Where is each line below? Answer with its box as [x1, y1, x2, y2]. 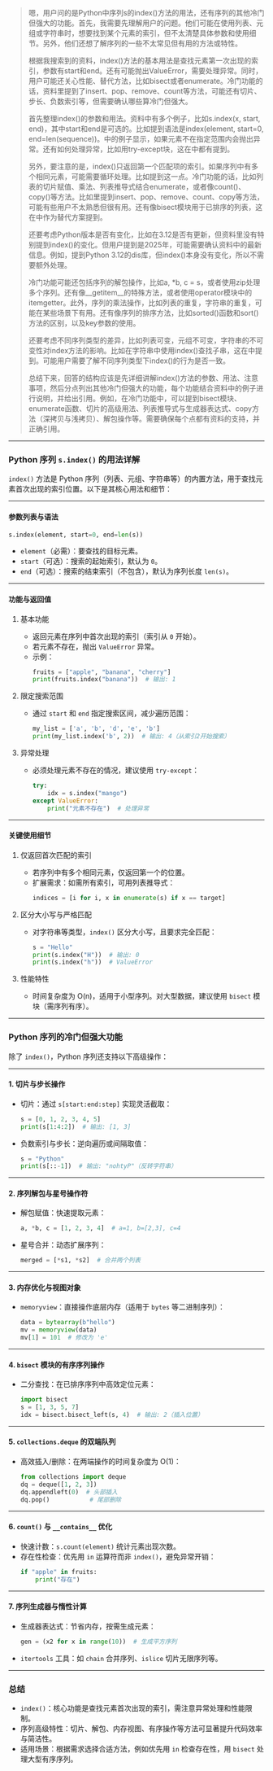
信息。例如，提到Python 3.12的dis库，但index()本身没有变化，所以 [28, 250, 250, 260]
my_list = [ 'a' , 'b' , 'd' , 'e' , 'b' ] [32, 724, 161, 733]
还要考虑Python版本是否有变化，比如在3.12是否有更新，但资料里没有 [28, 230, 258, 239]
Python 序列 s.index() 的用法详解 [8, 453, 141, 465]
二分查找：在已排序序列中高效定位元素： [19, 1380, 156, 1389]
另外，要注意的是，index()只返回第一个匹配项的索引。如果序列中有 [28, 162, 252, 171]
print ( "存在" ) [35, 1575, 80, 1584]
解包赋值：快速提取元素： [19, 1208, 106, 1218]
